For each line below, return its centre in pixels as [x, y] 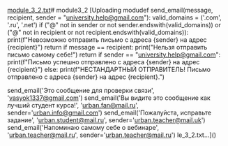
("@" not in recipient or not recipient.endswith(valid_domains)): [98, 32]
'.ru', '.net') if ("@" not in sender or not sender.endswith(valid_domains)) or [114, 25]
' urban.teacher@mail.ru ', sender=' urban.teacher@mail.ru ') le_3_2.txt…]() [112, 135]
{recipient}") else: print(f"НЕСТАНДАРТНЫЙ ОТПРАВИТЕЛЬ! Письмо [109, 70]
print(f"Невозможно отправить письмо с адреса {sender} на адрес [107, 40]
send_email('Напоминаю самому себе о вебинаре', [83, 127]
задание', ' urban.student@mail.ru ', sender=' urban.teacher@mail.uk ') [106, 120]
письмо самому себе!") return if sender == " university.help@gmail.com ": [114, 54]
